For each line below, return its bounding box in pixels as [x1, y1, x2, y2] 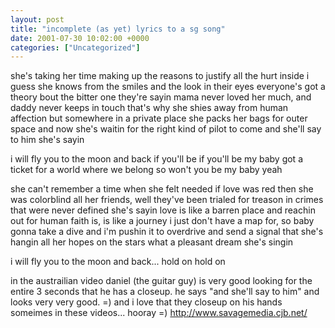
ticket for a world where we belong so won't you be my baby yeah [10, 164, 283, 176]
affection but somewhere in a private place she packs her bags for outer [10, 112, 308, 125]
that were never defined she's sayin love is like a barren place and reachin [10, 204, 316, 216]
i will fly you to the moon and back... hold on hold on [10, 256, 226, 268]
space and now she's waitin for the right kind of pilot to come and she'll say [10, 123, 322, 135]
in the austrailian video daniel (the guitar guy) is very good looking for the [10, 275, 313, 287]
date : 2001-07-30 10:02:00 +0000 [10, 33, 150, 43]
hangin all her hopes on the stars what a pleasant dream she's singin [10, 236, 294, 248]
